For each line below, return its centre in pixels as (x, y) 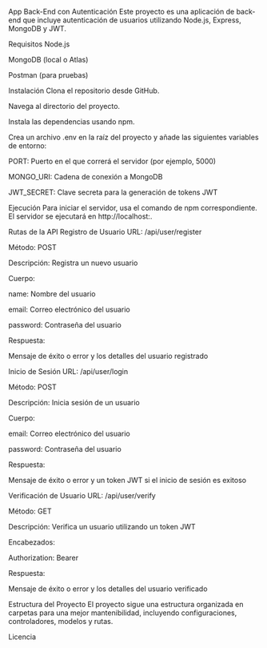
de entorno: (28, 146)
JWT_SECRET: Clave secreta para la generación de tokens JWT (113, 192)
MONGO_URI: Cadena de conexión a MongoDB (86, 177)
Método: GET (30, 511)
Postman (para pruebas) (48, 75)
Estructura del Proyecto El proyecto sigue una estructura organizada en (126, 604)
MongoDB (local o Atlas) (48, 60)
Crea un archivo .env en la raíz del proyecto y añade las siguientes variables (133, 137)
